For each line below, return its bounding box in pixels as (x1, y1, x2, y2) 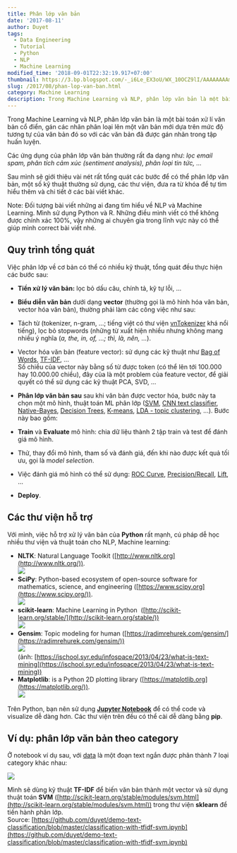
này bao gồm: (17, 414, 58, 422)
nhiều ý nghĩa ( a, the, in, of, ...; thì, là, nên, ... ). (17, 333, 152, 342)
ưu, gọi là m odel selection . (17, 456, 95, 465)
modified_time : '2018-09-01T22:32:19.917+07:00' (7, 69, 153, 76)
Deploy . (17, 491, 41, 499)
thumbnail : (7, 76, 39, 83)
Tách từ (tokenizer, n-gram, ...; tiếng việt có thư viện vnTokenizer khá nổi (17, 318, 229, 327)
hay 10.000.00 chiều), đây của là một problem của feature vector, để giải (17, 370, 229, 378)
